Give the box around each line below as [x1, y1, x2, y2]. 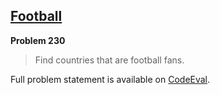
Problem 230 [10, 34, 66, 46]
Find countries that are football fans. [34, 54, 185, 66]
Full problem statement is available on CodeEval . [10, 73, 211, 85]
